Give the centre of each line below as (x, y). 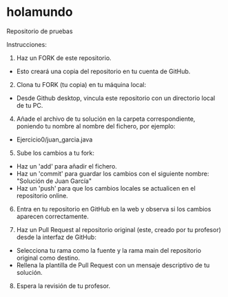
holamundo (40, 12)
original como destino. (48, 258)
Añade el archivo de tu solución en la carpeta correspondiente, (106, 119)
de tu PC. (30, 105)
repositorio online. (42, 195)
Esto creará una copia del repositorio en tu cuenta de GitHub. (103, 71)
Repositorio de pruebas (40, 31)
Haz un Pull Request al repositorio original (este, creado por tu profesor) (119, 229)
